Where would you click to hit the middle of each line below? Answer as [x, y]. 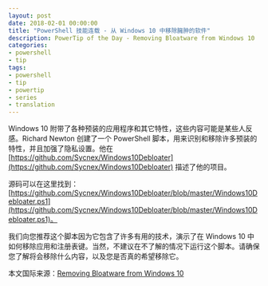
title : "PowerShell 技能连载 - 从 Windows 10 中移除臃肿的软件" [110, 30]
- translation [32, 105]
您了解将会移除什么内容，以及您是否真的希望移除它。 [96, 256]
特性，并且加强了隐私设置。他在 [61, 149]
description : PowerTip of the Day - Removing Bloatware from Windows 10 [132, 38]
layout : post [30, 16]
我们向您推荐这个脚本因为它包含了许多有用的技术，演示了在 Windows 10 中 [132, 236]
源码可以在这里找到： [43, 184]
